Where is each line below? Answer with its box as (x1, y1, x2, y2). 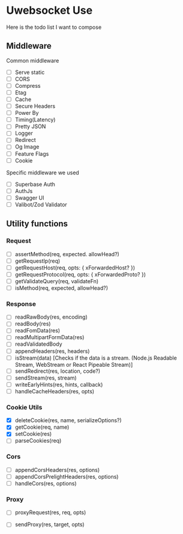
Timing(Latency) (14, 116, 56, 123)
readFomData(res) (14, 327, 61, 334)
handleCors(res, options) (14, 479, 77, 487)
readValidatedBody (14, 340, 62, 348)
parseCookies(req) (14, 437, 62, 444)
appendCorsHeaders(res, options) (14, 466, 100, 473)
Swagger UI (14, 194, 44, 201)
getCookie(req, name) (14, 423, 70, 431)
